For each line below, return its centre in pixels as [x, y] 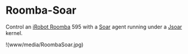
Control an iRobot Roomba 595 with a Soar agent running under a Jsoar [94, 27]
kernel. [14, 33]
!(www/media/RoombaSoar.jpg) [45, 45]
